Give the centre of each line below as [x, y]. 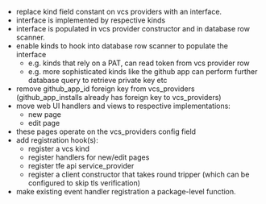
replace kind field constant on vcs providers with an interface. [119, 12]
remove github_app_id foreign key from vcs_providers [105, 89]
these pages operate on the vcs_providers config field [106, 131]
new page [45, 114]
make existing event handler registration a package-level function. [126, 192]
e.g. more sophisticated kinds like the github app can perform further [143, 71]
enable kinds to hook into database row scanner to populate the [122, 46]
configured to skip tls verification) [84, 183]
